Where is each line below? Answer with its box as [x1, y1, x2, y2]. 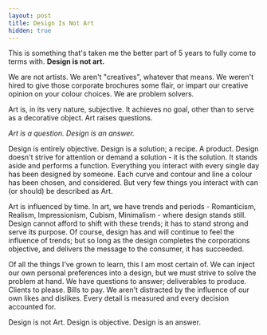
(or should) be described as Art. [8, 187, 113, 196]
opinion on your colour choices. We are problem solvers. [8, 89, 194, 99]
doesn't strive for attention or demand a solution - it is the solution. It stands [8, 152, 257, 162]
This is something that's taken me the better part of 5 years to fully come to [8, 49, 257, 58]
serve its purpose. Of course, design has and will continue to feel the [8, 227, 235, 237]
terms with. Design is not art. [8, 57, 105, 66]
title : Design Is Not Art [8, 19, 94, 27]
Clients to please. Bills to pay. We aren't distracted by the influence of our [8, 285, 249, 295]
